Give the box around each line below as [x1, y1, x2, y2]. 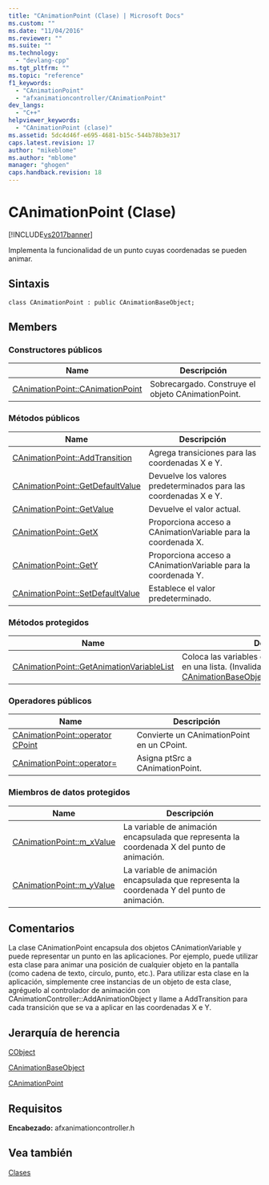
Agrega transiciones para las [148, 447, 257, 458]
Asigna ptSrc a [136, 753, 192, 764]
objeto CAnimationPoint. [149, 389, 242, 400]
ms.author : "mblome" [8, 153, 78, 161]
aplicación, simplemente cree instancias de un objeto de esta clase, [8, 977, 232, 987]
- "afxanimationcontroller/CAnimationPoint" [15, 94, 167, 102]
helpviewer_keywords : [8, 116, 81, 125]
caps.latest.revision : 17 [8, 138, 94, 147]
